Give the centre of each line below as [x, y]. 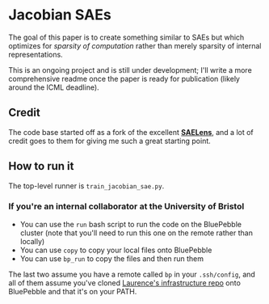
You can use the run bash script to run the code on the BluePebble [131, 224]
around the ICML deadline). [54, 87]
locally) [32, 241]
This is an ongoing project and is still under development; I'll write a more [130, 70]
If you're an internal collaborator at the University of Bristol [126, 206]
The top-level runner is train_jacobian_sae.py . [86, 186]
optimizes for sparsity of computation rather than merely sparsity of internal [135, 45]
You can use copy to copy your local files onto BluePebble [116, 250]
